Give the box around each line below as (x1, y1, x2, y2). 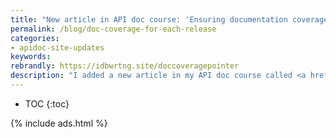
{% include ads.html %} (10, 117, 108, 129)
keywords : (10, 52, 52, 62)
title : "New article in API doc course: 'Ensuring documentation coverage (10, 14, 329, 25)
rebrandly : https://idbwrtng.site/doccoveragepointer (10, 61, 240, 71)
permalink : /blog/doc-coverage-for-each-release (10, 24, 217, 34)
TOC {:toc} (24, 97, 70, 110)
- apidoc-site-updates (10, 42, 105, 53)
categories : (10, 33, 60, 43)
